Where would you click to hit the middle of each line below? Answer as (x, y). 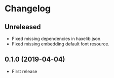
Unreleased (23, 27)
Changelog (28, 9)
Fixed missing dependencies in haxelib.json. (57, 39)
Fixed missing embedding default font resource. (60, 44)
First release (24, 71)
